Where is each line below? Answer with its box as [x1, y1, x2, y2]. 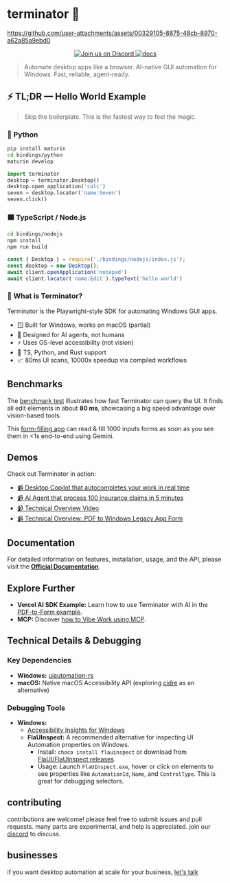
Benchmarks [7, 378, 63, 390]
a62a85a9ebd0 [7, 36, 51, 44]
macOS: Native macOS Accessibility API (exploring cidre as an [16, 678, 194, 687]
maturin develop [7, 158, 54, 165]
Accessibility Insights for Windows [27, 726, 125, 734]
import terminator [7, 170, 60, 177]
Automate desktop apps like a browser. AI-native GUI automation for [23, 62, 218, 71]
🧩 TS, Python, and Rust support [16, 348, 106, 356]
